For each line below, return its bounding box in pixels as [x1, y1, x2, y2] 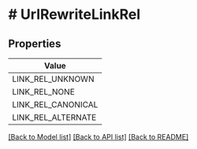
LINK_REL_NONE [12, 87, 75, 97]
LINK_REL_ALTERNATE [12, 112, 97, 123]
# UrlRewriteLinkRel [8, 6, 141, 24]
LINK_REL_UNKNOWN [12, 73, 95, 84]
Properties [8, 37, 61, 50]
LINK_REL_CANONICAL [12, 99, 98, 110]
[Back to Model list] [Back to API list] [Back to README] [8, 132, 189, 141]
